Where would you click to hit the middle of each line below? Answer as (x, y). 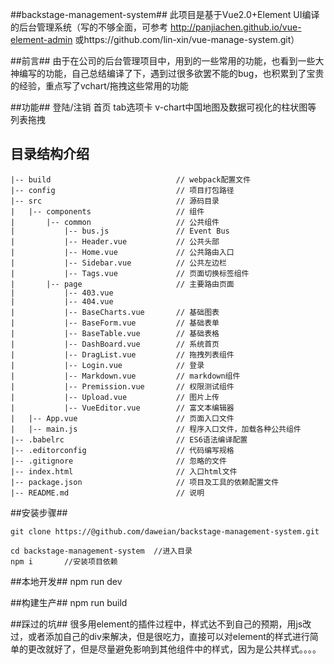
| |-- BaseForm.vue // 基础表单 (115, 323)
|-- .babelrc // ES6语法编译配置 (129, 439)
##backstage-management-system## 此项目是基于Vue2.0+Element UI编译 (165, 14)
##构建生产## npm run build (69, 602)
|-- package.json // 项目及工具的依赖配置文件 (145, 482)
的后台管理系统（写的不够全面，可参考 (89, 27)
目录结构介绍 (50, 154)
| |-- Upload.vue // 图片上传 (115, 397)
